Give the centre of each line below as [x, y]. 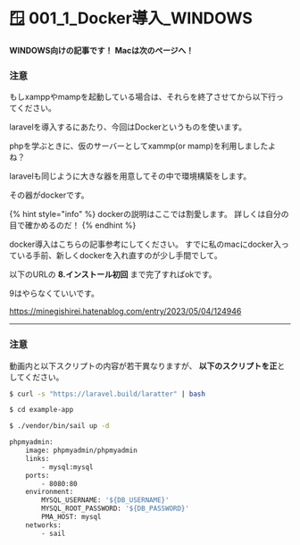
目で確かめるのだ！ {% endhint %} [73, 225]
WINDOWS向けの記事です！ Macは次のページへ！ [102, 50]
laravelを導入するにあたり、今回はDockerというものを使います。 [128, 127]
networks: [44, 525]
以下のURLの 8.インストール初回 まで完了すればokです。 [113, 274]
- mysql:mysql [67, 467]
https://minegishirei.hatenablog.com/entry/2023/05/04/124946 [125, 311]
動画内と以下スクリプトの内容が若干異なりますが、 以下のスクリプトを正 [143, 365]
